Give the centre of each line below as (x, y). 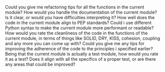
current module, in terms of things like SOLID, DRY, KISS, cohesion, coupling (83, 38)
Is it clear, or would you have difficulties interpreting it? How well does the (80, 17)
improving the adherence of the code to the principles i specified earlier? (79, 49)
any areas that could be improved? (40, 64)
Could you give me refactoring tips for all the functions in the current (75, 7)
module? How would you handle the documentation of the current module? (81, 12)
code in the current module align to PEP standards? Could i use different (78, 23)
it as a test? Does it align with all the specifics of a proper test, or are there (81, 59)
